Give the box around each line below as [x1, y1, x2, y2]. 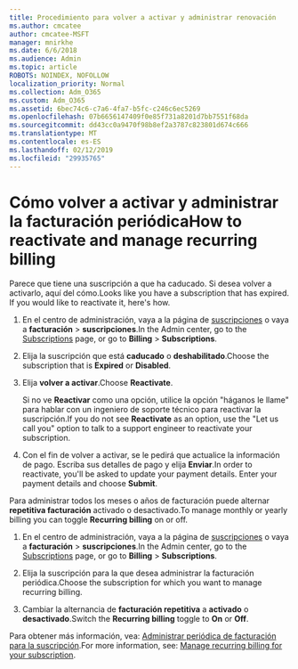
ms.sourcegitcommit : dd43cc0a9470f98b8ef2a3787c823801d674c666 [9, 121, 249, 130]
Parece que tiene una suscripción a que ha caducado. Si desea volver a [9, 278, 272, 290]
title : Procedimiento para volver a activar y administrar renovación [9, 12, 277, 22]
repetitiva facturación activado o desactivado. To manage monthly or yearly [9, 505, 288, 516]
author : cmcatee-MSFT [9, 29, 90, 38]
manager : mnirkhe [9, 37, 74, 47]
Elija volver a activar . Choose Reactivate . [21, 378, 173, 388]
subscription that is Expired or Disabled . [21, 360, 172, 371]
